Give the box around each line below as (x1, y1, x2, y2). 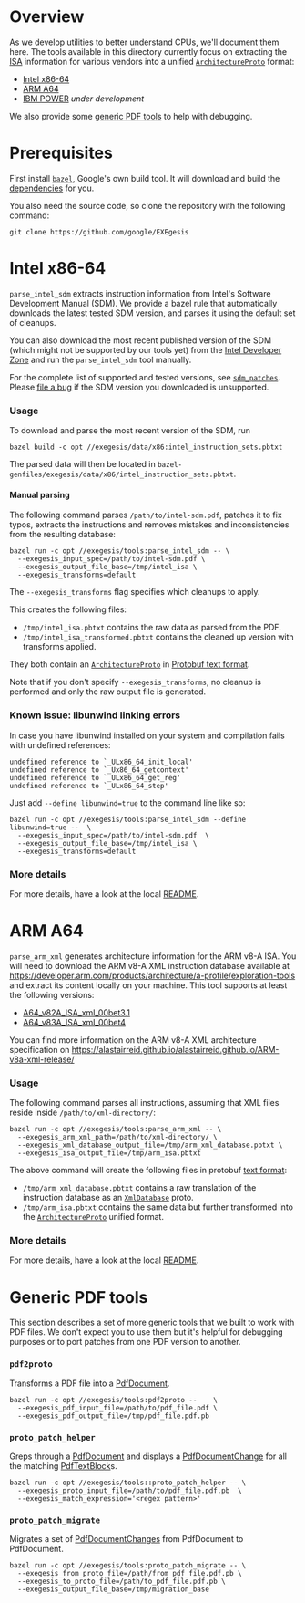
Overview (9, 6, 85, 27)
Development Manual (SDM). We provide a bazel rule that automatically (9, 297, 278, 308)
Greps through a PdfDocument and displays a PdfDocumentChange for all (9, 1451, 287, 1462)
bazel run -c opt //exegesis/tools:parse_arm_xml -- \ (9, 1125, 222, 1134)
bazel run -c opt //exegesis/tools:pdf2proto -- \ (9, 1395, 219, 1404)
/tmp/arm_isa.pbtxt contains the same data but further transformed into (22, 1202, 294, 1213)
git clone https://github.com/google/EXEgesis (9, 227, 189, 236)
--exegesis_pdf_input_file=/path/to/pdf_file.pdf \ (17, 1403, 219, 1412)
